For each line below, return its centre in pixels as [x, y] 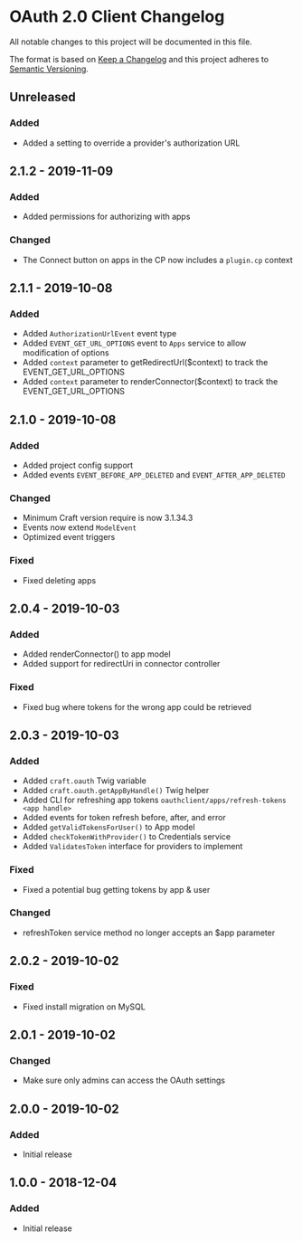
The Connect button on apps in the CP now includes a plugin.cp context [157, 260]
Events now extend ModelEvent [80, 527]
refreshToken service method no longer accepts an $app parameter [149, 933]
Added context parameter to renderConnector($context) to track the [150, 382]
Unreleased [43, 97]
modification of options [66, 353]
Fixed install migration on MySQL [84, 1007]
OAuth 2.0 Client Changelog [117, 17]
